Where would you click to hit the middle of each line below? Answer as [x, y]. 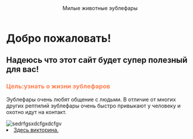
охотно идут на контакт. [36, 112]
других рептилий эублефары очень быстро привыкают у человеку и [94, 106]
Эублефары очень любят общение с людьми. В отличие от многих [91, 99]
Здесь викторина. [36, 129]
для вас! [23, 69]
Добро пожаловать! [59, 38]
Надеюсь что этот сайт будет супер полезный [97, 60]
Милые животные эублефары [100, 8]
